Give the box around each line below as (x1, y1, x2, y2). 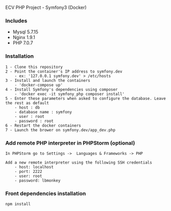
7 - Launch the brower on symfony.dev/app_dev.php (5, 127, 116, 133)
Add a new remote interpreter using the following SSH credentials (5, 160, 153, 165)
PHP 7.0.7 (12, 40, 33, 46)
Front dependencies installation (5, 190, 86, 197)
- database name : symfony (14, 109, 72, 115)
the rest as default (5, 100, 50, 105)
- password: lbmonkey (14, 178, 60, 183)
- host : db (14, 105, 40, 110)
